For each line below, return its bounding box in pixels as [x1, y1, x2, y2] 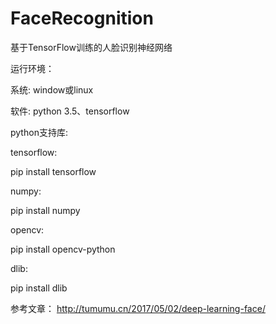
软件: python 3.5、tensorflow [10, 105, 130, 117]
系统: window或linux [10, 83, 94, 96]
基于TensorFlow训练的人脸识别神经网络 [10, 41, 173, 53]
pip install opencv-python [10, 243, 116, 255]
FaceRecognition [10, 7, 154, 30]
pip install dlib [10, 282, 68, 294]
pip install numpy [10, 204, 81, 216]
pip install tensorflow [10, 165, 97, 177]
